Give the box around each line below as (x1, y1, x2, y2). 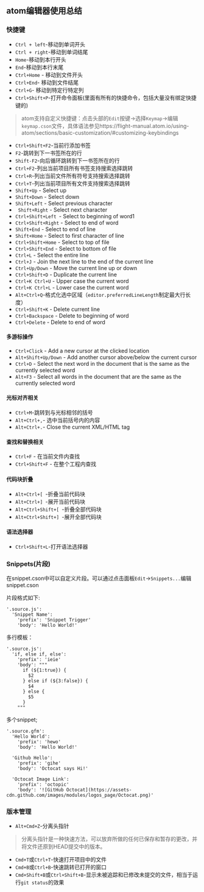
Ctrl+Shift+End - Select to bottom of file (15, 244, 117, 252)
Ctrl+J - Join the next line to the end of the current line (15, 258, 153, 265)
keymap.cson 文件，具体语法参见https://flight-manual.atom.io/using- (21, 122, 189, 129)
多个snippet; (6, 716, 38, 723)
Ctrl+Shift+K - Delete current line (15, 305, 100, 313)
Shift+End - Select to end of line (15, 225, 96, 233)
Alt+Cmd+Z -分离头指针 (15, 822, 69, 830)
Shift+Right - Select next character (18, 206, 108, 213)
